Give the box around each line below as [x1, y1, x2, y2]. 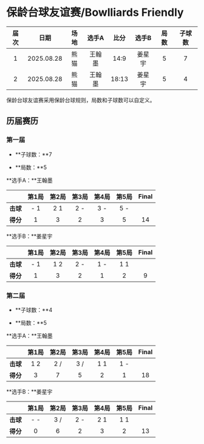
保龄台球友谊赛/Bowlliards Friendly [6, 5, 184, 19]
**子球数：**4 [15, 306, 53, 313]
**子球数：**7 [15, 150, 52, 158]
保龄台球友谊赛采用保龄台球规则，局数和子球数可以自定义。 [6, 96, 155, 103]
